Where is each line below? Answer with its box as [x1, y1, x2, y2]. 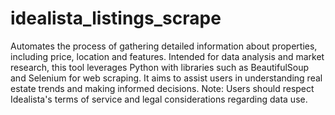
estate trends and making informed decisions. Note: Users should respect [10, 82, 315, 94]
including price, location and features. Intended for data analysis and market [10, 50, 325, 62]
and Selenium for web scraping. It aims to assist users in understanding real [10, 72, 323, 84]
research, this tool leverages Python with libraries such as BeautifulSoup [10, 61, 310, 73]
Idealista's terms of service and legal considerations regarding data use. [10, 93, 308, 105]
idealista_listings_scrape [10, 7, 222, 30]
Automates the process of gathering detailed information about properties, [10, 40, 318, 52]
